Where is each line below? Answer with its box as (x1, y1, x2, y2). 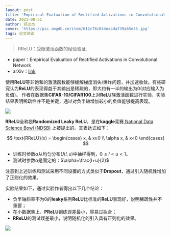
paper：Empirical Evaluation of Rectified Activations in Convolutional (12, 56, 158, 63)
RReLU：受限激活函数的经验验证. (17, 46, 88, 51)
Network (12, 62, 32, 68)
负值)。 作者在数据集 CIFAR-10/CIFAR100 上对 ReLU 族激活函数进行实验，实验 (5, 92, 165, 98)
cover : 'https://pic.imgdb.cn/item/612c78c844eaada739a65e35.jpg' (5, 26, 150, 32)
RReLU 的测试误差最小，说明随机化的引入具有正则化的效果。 (12, 215, 139, 221)
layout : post (5, 7, 33, 13)
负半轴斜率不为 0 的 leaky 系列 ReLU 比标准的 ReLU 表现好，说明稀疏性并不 (12, 196, 162, 202)
